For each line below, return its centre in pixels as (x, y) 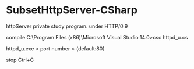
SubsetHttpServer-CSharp (72, 10)
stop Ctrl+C (20, 60)
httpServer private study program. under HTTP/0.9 (67, 26)
